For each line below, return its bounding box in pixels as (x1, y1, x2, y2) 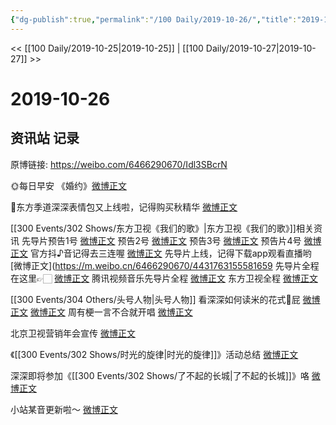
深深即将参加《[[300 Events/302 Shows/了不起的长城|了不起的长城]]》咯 (10, 369, 310, 381)
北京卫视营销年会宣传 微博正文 (10, 327, 136, 339)
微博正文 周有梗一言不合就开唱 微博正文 (29, 306, 193, 318)
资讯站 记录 (10, 130, 80, 147)
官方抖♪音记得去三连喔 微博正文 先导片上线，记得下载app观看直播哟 (29, 247, 312, 259)
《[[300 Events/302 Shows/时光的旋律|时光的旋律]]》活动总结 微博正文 (10, 348, 299, 360)
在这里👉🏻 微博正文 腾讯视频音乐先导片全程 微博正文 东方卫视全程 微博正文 (10, 272, 318, 284)
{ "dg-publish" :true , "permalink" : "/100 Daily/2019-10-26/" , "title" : (10, 14, 298, 25)
